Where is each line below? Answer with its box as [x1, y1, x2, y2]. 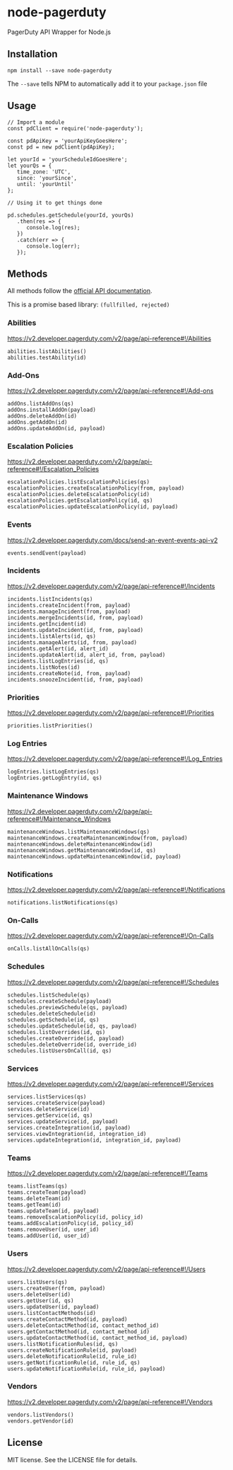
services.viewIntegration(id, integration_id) [7, 1130, 147, 1137]
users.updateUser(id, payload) [7, 1303, 100, 1310]
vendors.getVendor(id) [7, 1417, 74, 1425]
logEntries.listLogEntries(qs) [7, 769, 100, 776]
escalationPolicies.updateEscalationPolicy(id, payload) [7, 503, 179, 510]
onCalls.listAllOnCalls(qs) [7, 946, 90, 953]
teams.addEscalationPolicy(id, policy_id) [7, 1220, 134, 1227]
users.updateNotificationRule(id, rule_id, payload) [7, 1365, 166, 1372]
